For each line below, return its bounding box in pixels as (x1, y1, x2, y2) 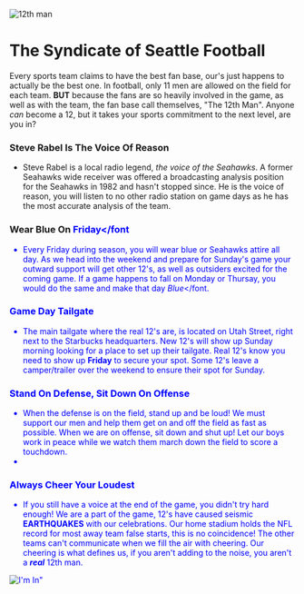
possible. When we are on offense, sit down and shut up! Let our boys (22, 427, 285, 438)
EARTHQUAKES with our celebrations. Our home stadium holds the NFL (22, 519, 293, 530)
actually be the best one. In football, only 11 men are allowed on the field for (9, 80, 291, 91)
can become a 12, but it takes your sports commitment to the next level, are (9, 109, 291, 120)
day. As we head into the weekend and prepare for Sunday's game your (22, 253, 291, 264)
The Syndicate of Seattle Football (9, 41, 266, 61)
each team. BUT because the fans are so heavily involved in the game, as (9, 89, 284, 100)
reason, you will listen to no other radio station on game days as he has (22, 191, 289, 202)
